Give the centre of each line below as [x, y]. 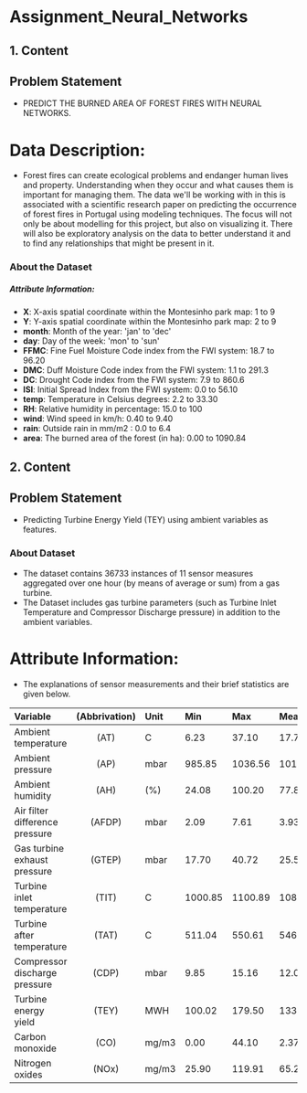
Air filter [31, 811]
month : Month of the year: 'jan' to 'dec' [97, 332]
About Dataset [42, 553]
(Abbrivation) [106, 716]
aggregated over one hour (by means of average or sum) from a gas [151, 583]
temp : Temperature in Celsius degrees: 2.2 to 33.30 [120, 399]
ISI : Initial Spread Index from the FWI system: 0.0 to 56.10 [130, 389]
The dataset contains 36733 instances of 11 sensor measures [138, 573]
